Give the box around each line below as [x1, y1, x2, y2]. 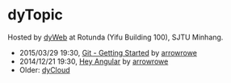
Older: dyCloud [19, 64, 70, 74]
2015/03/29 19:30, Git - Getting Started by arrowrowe [19, 48, 197, 57]
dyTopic [7, 6, 64, 24]
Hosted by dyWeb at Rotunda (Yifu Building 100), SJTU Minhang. [7, 32, 224, 42]
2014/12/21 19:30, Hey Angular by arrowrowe [19, 56, 169, 66]
